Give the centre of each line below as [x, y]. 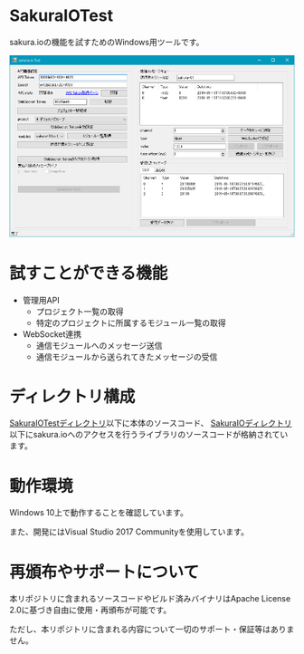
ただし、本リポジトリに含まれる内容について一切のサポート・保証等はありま [152, 630]
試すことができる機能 [89, 273]
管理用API [41, 300]
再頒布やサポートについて [104, 572]
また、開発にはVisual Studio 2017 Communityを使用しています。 [129, 532]
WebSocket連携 [52, 334]
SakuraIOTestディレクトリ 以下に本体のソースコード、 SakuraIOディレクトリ [151, 423]
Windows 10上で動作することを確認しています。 [99, 513]
